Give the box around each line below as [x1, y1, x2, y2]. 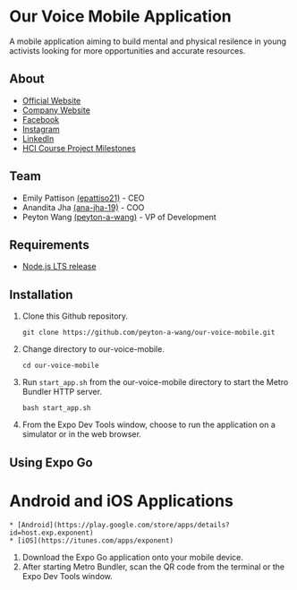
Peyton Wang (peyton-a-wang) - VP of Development [21, 211, 216, 222]
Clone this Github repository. [21, 311, 128, 321]
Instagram [21, 124, 60, 134]
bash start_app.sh [21, 404, 91, 413]
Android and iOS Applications [9, 491, 234, 511]
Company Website [21, 105, 91, 115]
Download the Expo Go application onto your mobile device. [21, 552, 244, 562]
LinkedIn [21, 133, 55, 144]
